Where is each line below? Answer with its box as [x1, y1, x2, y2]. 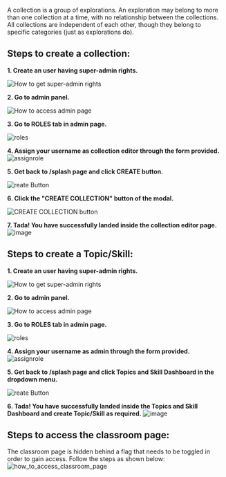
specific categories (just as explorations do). [7, 28, 135, 36]
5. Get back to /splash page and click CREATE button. [7, 167, 164, 176]
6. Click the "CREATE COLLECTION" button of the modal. [7, 194, 174, 203]
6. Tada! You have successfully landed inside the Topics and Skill [7, 402, 198, 410]
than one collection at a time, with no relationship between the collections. [7, 13, 219, 21]
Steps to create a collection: [7, 48, 131, 59]
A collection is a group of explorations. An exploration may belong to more [7, 6, 219, 14]
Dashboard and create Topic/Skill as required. [7, 409, 142, 418]
